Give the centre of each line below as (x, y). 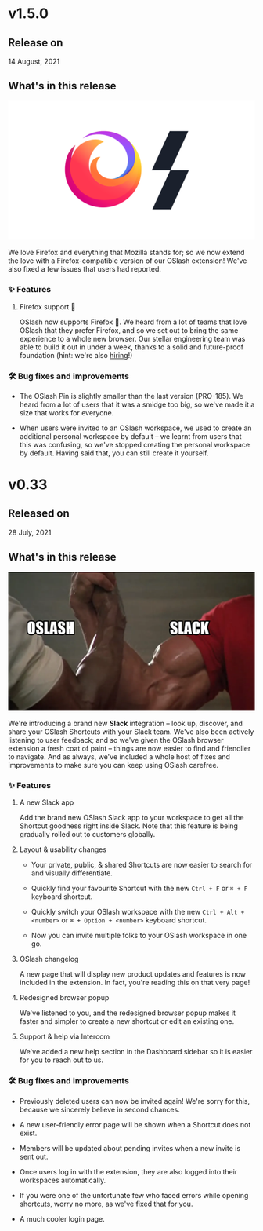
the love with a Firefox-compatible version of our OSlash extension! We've (128, 261)
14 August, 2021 (34, 61)
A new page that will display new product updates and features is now (133, 974)
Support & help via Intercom (65, 1036)
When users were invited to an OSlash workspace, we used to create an (135, 428)
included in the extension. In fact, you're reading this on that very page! (135, 983)
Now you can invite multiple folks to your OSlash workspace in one (139, 936)
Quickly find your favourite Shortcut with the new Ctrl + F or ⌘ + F (139, 889)
